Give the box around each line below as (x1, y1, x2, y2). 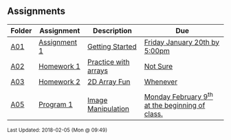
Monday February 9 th (144, 91, 213, 102)
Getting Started (87, 41, 137, 51)
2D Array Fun (87, 77, 131, 86)
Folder (10, 25, 32, 35)
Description (92, 25, 133, 35)
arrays (87, 65, 109, 75)
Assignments (7, 5, 66, 17)
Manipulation (87, 104, 129, 114)
